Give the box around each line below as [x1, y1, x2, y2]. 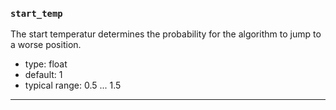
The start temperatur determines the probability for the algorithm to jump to [10, 28, 322, 40]
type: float [24, 58, 68, 70]
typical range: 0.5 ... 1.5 [24, 79, 122, 92]
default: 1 [24, 69, 63, 81]
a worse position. [10, 39, 82, 51]
